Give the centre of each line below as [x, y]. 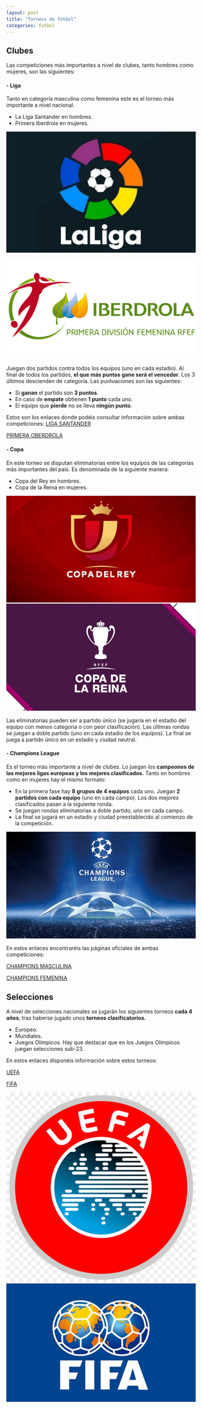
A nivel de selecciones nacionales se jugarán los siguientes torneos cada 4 [99, 1012]
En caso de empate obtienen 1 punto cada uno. [74, 399]
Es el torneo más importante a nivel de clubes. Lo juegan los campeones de [100, 767]
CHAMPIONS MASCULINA [39, 966]
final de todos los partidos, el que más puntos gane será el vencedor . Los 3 [101, 375]
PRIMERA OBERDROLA [35, 436]
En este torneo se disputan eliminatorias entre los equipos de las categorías [100, 463]
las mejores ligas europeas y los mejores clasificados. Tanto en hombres [98, 773]
